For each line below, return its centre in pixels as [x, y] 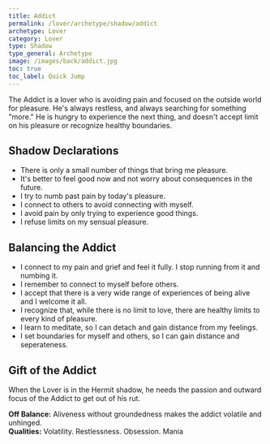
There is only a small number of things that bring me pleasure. [124, 170]
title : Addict [32, 16]
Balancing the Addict [62, 247]
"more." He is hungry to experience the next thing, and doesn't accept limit [133, 116]
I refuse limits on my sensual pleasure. [84, 222]
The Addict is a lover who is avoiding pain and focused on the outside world [135, 99]
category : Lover [36, 39]
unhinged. [25, 423]
